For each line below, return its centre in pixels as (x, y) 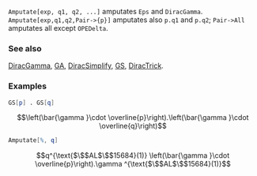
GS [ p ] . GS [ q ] (32, 103)
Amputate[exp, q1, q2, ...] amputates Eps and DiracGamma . (106, 11)
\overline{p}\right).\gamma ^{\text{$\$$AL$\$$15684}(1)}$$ (133, 164)
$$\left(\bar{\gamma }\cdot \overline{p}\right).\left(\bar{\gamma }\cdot (133, 118)
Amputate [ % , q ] (33, 140)
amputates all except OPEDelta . (58, 28)
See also (25, 48)
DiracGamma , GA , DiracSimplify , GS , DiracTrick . (86, 66)
